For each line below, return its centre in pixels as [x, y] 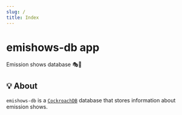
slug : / [16, 12]
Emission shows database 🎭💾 [44, 65]
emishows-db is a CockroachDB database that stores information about [91, 100]
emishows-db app [53, 48]
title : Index [23, 18]
